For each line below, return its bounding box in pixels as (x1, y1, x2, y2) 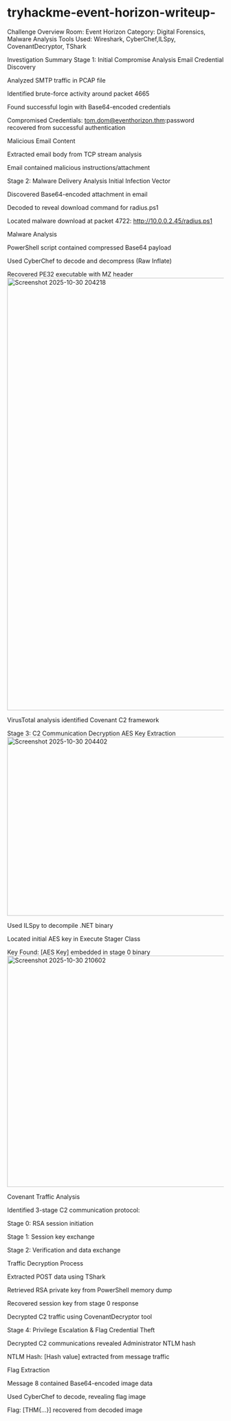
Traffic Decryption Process (7, 1259, 84, 1267)
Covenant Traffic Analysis (7, 1192, 80, 1201)
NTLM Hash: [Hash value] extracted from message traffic (7, 1352, 170, 1360)
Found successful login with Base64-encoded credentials (7, 102, 170, 111)
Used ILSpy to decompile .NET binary (7, 921, 113, 929)
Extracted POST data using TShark (7, 1272, 106, 1281)
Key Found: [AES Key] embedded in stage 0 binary (7, 948, 151, 956)
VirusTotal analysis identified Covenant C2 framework (7, 715, 159, 724)
